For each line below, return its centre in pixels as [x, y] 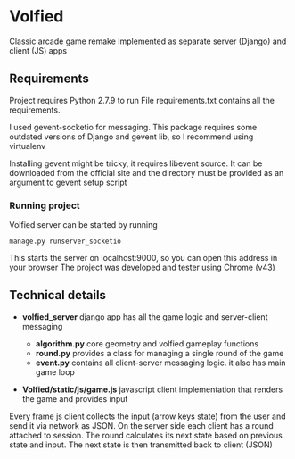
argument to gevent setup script [68, 182]
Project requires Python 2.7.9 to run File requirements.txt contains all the [142, 100]
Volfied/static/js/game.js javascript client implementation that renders [152, 389]
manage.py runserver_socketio [66, 242]
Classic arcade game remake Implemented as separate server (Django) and [148, 41]
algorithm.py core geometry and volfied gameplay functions [147, 343]
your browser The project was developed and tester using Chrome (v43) [143, 267]
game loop [55, 371]
